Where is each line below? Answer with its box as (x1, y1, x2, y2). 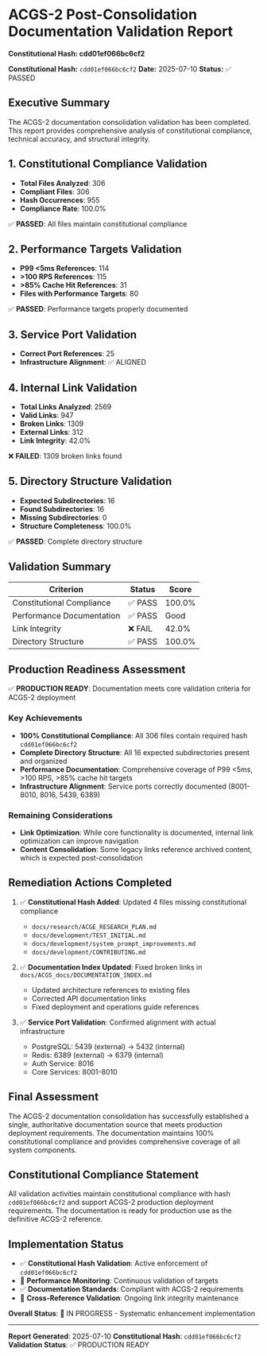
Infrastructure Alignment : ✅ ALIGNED (19, 358, 147, 367)
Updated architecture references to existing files (31, 985, 191, 994)
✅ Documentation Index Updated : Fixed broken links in (19, 962, 203, 971)
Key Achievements (8, 713, 83, 724)
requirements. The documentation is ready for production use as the (8, 1206, 232, 1215)
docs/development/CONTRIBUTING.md (31, 948, 146, 956)
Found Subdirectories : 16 (19, 504, 105, 513)
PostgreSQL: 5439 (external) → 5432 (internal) (31, 1041, 185, 1051)
